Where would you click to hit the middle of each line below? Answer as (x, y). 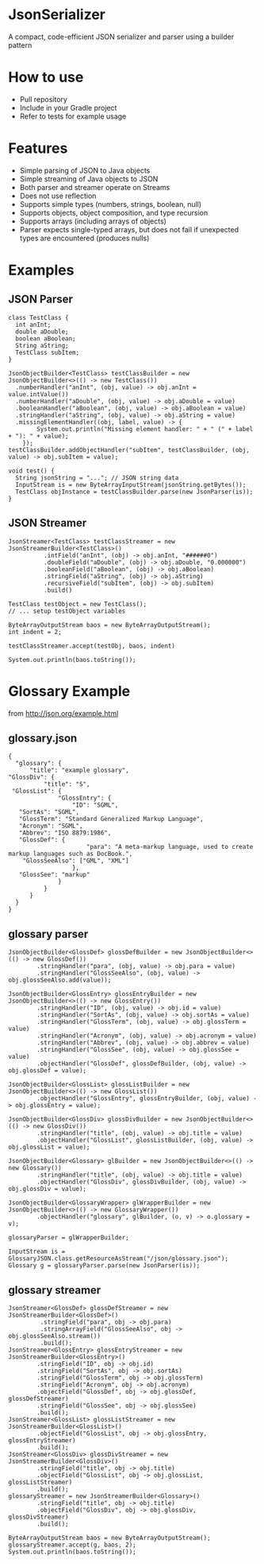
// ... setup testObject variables (67, 611)
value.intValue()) (38, 394)
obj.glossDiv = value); (48, 1189)
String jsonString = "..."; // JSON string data (97, 478)
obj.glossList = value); (49, 1147)
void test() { (32, 471)
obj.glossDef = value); (48, 1071)
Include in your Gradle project (68, 107)
